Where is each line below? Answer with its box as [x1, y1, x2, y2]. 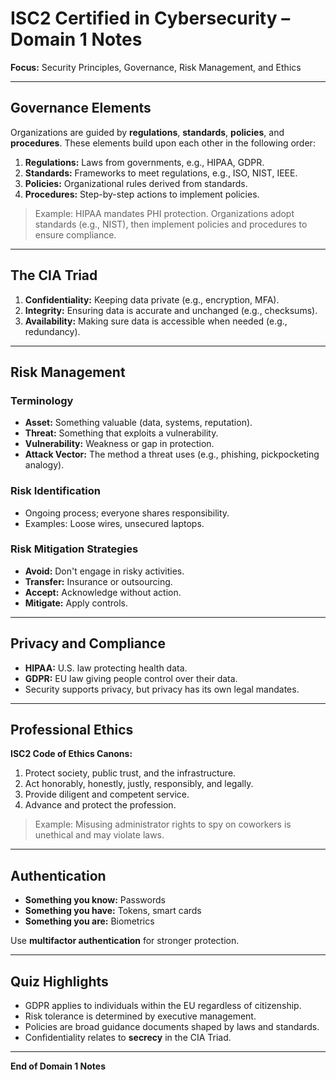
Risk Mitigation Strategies [10, 542, 139, 556]
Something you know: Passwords [24, 894, 166, 906]
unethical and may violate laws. [34, 829, 165, 841]
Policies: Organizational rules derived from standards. [24, 177, 248, 189]
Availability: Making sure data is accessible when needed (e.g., [24, 315, 288, 327]
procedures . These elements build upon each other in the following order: [10, 137, 316, 149]
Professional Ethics [10, 722, 134, 739]
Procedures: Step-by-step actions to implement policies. [24, 188, 260, 200]
